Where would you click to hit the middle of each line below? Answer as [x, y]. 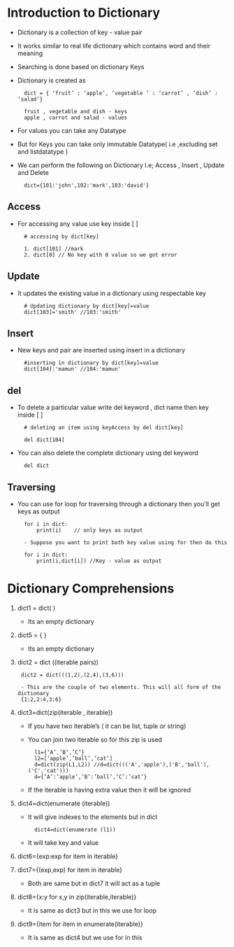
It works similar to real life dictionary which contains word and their [114, 45]
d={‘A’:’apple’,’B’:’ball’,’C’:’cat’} [90, 777]
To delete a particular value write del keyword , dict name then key [113, 408]
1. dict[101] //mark [54, 249]
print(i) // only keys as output [89, 530]
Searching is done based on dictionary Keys [81, 66]
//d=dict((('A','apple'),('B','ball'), [151, 764]
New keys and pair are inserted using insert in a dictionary [101, 350]
